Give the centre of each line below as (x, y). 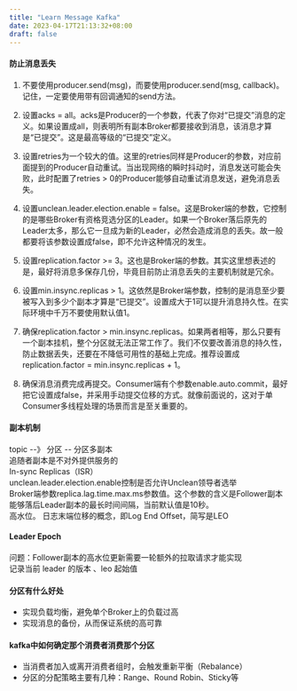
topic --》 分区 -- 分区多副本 (61, 449)
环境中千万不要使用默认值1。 (82, 313)
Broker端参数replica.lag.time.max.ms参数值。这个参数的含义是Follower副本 (146, 493)
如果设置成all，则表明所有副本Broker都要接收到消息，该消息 (147, 126)
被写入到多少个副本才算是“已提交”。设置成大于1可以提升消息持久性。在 (151, 301)
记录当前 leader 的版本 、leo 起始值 (74, 568)
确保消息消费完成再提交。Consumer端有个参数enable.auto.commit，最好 (155, 384)
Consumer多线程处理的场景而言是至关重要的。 (107, 406)
